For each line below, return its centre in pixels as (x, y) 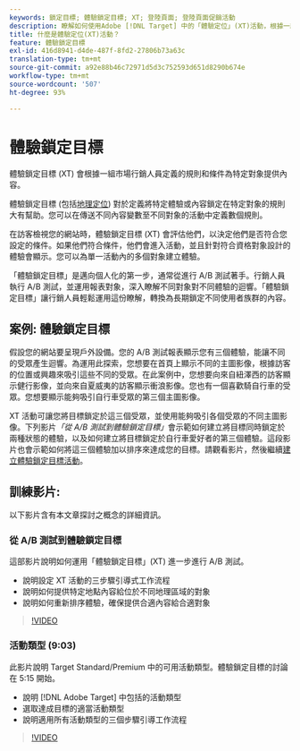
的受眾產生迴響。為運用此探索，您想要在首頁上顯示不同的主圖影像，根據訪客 (150, 363)
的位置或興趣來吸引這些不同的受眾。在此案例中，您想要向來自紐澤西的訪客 (146, 375)
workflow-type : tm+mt (50, 76)
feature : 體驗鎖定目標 (47, 43)
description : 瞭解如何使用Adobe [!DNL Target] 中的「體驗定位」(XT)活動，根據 (146, 26)
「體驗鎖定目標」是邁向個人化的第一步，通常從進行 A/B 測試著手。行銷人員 (147, 276)
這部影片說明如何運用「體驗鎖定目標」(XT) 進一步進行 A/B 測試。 (129, 561)
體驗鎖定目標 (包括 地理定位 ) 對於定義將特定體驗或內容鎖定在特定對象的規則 (147, 204)
